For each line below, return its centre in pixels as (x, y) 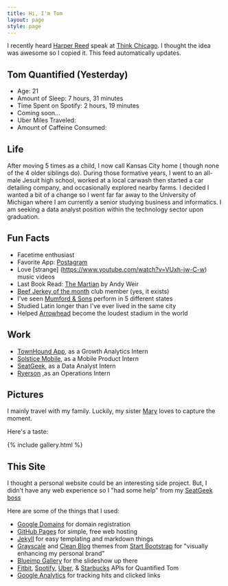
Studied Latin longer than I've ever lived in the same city (96, 305)
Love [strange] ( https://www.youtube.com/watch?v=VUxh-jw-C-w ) (112, 269)
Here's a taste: (28, 432)
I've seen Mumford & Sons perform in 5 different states (95, 298)
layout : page (26, 20)
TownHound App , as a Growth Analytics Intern (83, 351)
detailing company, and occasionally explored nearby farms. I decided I (108, 187)
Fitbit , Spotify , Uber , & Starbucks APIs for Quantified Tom (98, 568)
